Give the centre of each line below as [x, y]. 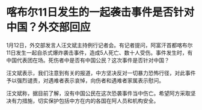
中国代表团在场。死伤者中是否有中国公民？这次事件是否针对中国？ [88, 60]
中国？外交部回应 [49, 27]
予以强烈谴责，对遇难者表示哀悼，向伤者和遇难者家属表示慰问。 [85, 80]
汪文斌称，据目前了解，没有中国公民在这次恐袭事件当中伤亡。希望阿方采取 [98, 93]
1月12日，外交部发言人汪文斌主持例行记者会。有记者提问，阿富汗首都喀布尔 [99, 45]
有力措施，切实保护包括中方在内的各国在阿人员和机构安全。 [85, 100]
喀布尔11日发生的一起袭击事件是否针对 [100, 12]
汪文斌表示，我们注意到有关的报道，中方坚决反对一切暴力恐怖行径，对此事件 [101, 73]
